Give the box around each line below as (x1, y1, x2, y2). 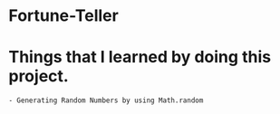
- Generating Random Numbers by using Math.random (8, 96, 204, 105)
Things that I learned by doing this (8, 47, 272, 68)
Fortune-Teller (8, 5, 119, 26)
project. (8, 66, 69, 87)
